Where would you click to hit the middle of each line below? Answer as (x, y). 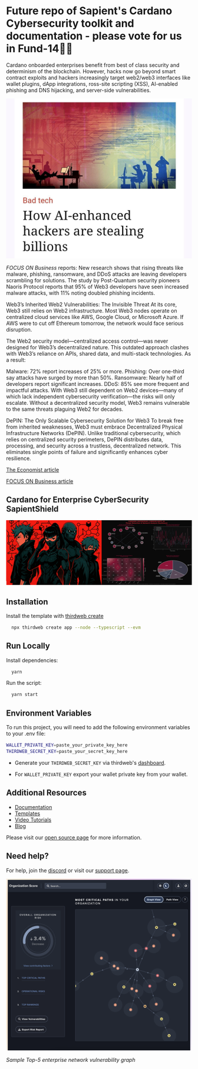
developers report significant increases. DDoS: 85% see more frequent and (98, 384)
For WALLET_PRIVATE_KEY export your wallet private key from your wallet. (101, 774)
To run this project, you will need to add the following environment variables (98, 727)
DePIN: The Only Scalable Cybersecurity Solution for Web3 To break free (95, 421)
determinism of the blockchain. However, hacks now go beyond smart (91, 71)
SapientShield (32, 509)
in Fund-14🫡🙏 (39, 49)
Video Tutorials (33, 820)
